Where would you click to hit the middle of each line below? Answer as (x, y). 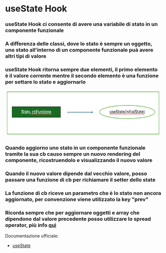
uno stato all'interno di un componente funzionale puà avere (79, 50)
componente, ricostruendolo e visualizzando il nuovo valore (79, 161)
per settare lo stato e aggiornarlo (45, 82)
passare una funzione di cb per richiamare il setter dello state (80, 180)
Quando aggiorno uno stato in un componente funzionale (75, 148)
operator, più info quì (31, 225)
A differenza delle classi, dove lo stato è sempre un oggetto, (79, 44)
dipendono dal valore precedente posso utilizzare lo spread (78, 219)
